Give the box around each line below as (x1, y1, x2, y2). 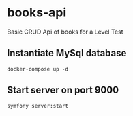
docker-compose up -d (7, 65, 69, 73)
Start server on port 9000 (7, 84, 119, 96)
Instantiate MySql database (7, 47, 127, 59)
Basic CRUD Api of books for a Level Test (7, 27, 124, 36)
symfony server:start (7, 102, 69, 109)
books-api (7, 5, 67, 21)
